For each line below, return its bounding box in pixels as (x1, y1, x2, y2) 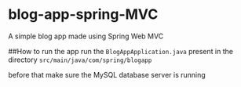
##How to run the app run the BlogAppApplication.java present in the (8, 46, 234, 56)
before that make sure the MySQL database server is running (8, 70, 206, 79)
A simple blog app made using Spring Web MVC (8, 31, 164, 41)
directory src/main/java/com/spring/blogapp (8, 55, 152, 64)
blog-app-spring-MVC (8, 5, 159, 24)
